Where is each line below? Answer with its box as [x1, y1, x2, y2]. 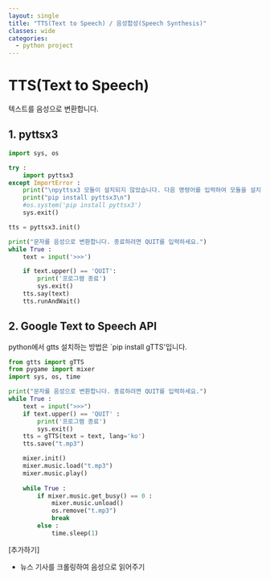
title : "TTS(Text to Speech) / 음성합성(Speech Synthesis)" [8, 19, 207, 27]
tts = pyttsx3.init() [8, 223, 81, 231]
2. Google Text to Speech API [8, 320, 157, 333]
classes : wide [8, 27, 56, 35]
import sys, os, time [8, 373, 81, 381]
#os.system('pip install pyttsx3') [22, 201, 142, 209]
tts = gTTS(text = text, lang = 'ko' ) [22, 432, 146, 440]
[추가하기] [8, 544, 40, 554]
